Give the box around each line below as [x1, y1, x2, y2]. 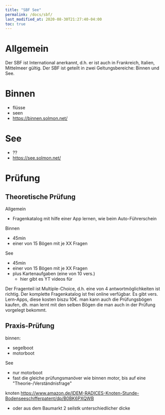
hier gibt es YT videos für [20, 276, 73, 282]
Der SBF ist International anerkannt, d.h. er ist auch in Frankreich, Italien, [5, 60, 155, 66]
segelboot [12, 345, 34, 351]
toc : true [5, 21, 26, 27]
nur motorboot [12, 369, 43, 375]
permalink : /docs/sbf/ [5, 12, 53, 17]
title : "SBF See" [5, 7, 42, 13]
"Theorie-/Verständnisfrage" [12, 380, 72, 386]
